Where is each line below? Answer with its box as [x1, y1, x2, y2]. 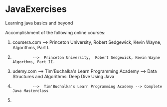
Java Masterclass [12, 88, 49, 93]
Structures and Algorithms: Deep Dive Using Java [12, 73, 115, 79]
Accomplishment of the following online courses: [5, 29, 106, 35]
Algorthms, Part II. [12, 59, 55, 64]
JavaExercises [5, 3, 67, 15]
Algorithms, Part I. [12, 44, 50, 50]
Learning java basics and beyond [5, 20, 73, 26]
